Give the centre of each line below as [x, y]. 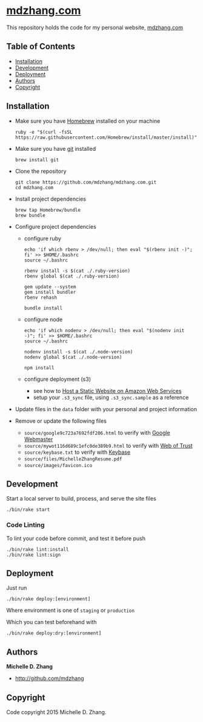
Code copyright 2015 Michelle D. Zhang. [56, 712]
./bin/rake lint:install [38, 549]
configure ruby [43, 238]
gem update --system [50, 286]
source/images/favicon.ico [58, 465]
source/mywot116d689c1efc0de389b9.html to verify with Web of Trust [108, 445]
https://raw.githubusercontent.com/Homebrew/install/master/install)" [106, 137]
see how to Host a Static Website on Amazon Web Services [107, 391]
